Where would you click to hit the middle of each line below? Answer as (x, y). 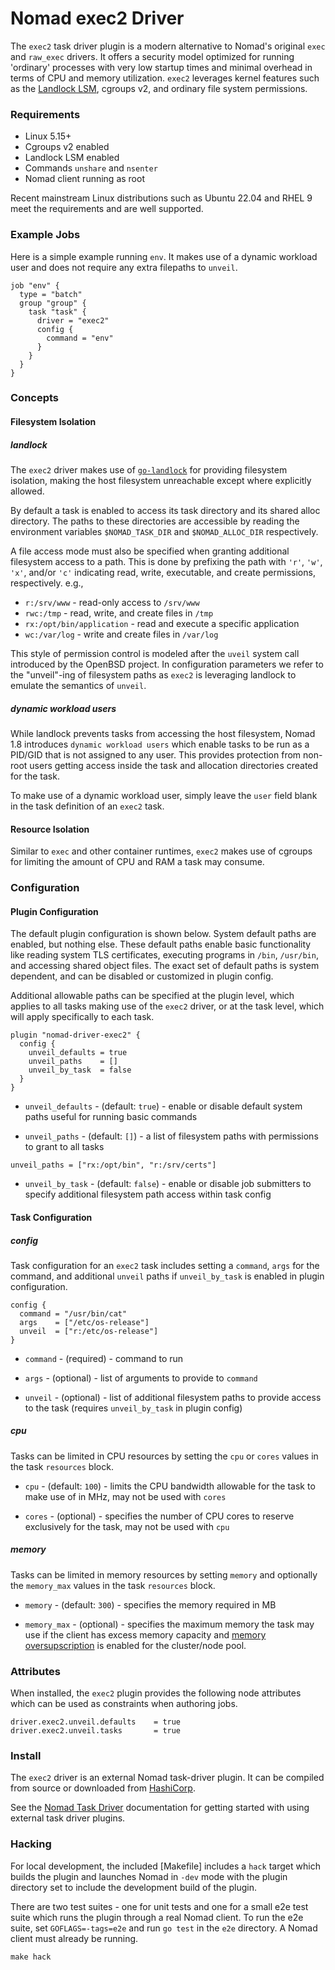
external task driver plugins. (68, 1818)
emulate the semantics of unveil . (78, 686)
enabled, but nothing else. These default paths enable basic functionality (161, 944)
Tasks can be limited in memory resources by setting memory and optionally (164, 1574)
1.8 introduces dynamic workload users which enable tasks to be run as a (160, 744)
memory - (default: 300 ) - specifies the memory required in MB (150, 1604)
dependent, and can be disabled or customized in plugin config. (142, 976)
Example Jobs (45, 235)
